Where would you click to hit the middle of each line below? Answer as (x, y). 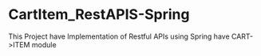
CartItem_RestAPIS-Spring (99, 15)
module (44, 44)
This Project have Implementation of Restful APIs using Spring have (119, 36)
